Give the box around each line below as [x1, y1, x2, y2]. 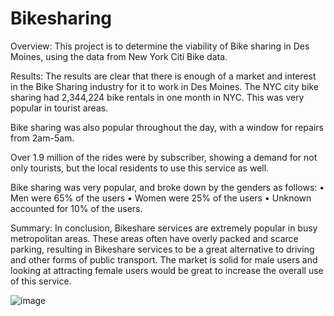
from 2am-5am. [10, 132, 75, 144]
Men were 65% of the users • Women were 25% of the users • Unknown [10, 192, 312, 204]
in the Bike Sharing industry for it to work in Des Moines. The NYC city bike [10, 80, 319, 92]
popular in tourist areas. [10, 102, 109, 114]
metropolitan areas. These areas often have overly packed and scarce [10, 232, 299, 244]
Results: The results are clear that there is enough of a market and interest [10, 70, 317, 82]
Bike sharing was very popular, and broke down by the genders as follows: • [10, 181, 325, 193]
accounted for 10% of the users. [10, 202, 143, 214]
